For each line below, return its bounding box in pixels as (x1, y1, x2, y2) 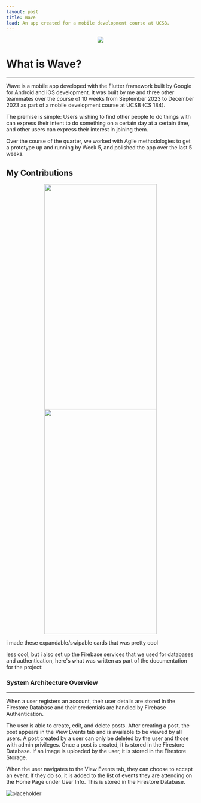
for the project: (6, 664, 43, 671)
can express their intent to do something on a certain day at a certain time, (6, 119, 190, 127)
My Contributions (6, 167, 74, 178)
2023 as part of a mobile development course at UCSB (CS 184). (6, 101, 166, 109)
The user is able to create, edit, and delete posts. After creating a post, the (6, 722, 190, 729)
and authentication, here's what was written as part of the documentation (6, 657, 187, 664)
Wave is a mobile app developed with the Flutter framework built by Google (6, 82, 192, 90)
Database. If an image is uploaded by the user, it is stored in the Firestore (6, 748, 187, 755)
